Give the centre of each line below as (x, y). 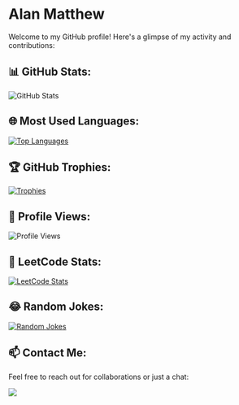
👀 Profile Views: (50, 216)
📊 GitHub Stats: (50, 72)
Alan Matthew (56, 14)
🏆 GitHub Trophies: (60, 167)
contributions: (32, 45)
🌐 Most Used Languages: (74, 122)
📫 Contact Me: (48, 353)
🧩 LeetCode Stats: (55, 261)
